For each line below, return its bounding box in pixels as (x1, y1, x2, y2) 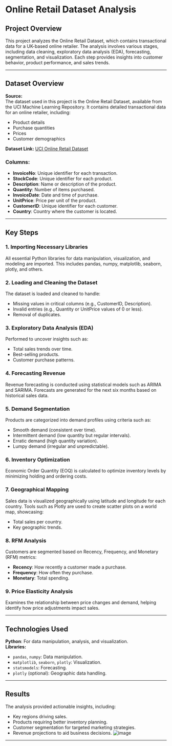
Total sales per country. (12, 518, 63, 525)
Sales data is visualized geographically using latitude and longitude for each (5, 498, 166, 504)
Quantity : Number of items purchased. (12, 187, 95, 193)
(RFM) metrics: (5, 554, 37, 560)
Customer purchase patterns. (12, 357, 75, 363)
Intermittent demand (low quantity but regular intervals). (12, 432, 132, 438)
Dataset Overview (5, 79, 64, 88)
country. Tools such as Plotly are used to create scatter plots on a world (5, 503, 157, 510)
